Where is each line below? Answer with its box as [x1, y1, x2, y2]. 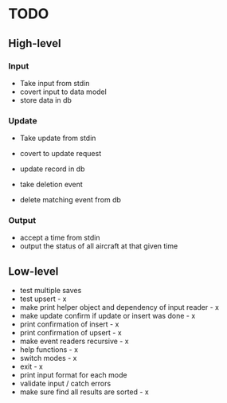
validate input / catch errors [19, 379, 112, 389]
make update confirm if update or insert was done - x [19, 311, 196, 321]
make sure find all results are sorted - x [19, 387, 149, 397]
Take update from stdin [19, 133, 96, 143]
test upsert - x [19, 294, 67, 303]
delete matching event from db [19, 195, 122, 205]
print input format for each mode [19, 370, 127, 380]
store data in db [19, 95, 72, 104]
